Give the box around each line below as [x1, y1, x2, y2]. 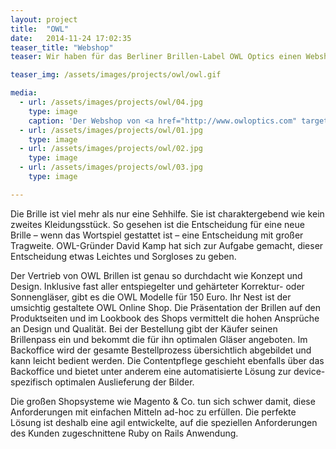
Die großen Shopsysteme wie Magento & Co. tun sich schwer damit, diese [10, 395, 316, 407]
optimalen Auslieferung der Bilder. [54, 376, 195, 388]
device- [293, 365, 326, 377]
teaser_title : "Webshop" [10, 42, 114, 53]
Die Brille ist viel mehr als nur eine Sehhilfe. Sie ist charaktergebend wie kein [10, 207, 325, 220]
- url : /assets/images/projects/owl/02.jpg [19, 144, 203, 154]
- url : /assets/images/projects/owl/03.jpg [19, 162, 203, 173]
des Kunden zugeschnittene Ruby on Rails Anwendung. [10, 427, 239, 439]
